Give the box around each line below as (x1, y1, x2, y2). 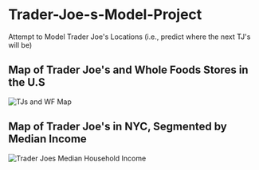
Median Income (8, 133, 88, 146)
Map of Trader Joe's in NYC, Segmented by (8, 120, 227, 133)
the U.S (8, 75, 45, 89)
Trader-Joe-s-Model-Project (8, 6, 202, 24)
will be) (8, 40, 33, 49)
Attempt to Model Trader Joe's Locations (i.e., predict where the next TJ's (8, 32, 251, 41)
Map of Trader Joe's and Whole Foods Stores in (8, 64, 249, 77)
